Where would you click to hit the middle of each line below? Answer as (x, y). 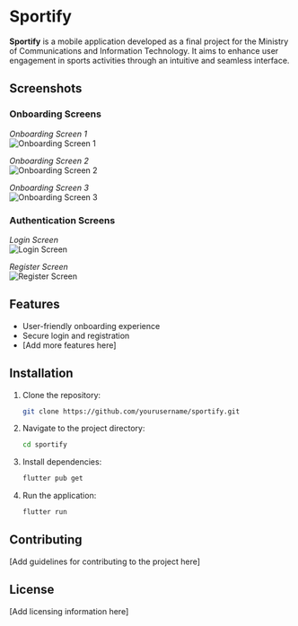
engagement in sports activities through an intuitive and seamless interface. (149, 60)
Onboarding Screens (55, 114)
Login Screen (34, 239)
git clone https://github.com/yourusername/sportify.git (131, 411)
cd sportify (44, 445)
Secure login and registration (76, 335)
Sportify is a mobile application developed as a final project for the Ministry (149, 41)
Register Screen (39, 266)
